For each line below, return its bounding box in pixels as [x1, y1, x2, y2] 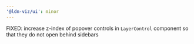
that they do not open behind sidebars [6, 31, 99, 38]
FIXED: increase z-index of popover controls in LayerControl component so [6, 25, 189, 32]
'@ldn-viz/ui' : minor [6, 8, 59, 15]
